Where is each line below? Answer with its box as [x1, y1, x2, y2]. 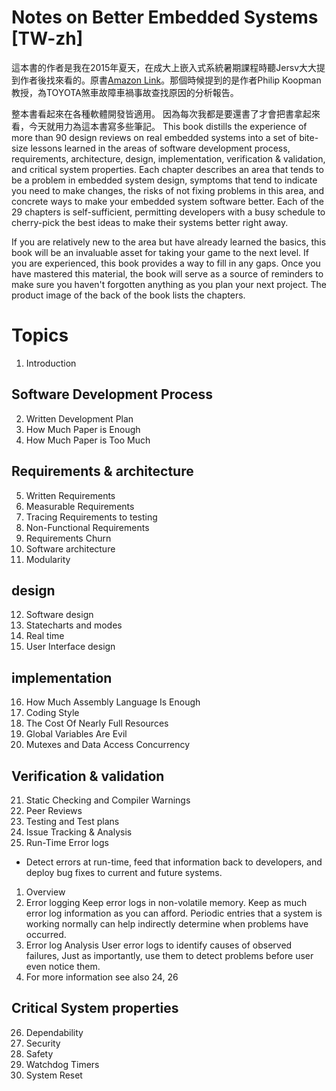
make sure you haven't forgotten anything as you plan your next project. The [11, 278, 327, 290]
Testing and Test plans [25, 815, 120, 827]
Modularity [25, 553, 71, 565]
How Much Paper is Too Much [25, 434, 151, 446]
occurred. [25, 928, 67, 940]
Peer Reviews [25, 804, 83, 816]
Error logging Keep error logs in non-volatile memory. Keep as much [25, 896, 308, 908]
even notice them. [25, 960, 101, 972]
